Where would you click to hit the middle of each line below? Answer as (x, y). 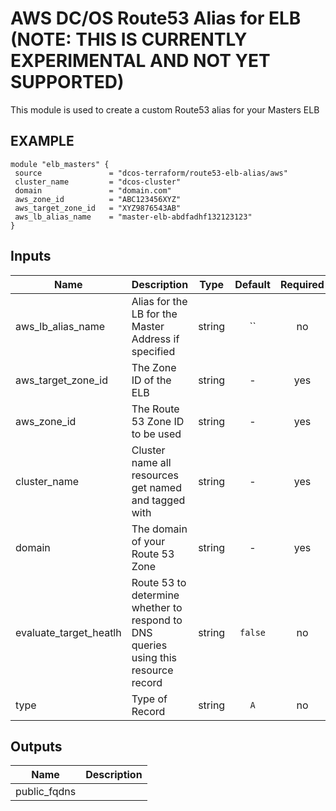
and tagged (158, 500)
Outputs (36, 746)
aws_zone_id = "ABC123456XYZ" (98, 199)
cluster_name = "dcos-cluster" (98, 182)
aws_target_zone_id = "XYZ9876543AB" (98, 208)
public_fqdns (46, 792)
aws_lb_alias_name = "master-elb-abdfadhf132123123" (133, 217)
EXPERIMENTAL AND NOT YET (140, 61)
